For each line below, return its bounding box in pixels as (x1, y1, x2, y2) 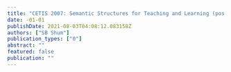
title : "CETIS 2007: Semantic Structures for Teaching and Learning (7, 10, 209, 17)
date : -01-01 (7, 16, 45, 23)
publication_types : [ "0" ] (7, 36, 82, 43)
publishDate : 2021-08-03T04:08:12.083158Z (7, 23, 132, 29)
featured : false (7, 49, 54, 56)
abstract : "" (7, 42, 45, 49)
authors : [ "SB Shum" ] (7, 29, 70, 36)
